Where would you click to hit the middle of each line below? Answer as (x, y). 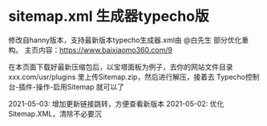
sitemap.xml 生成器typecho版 (109, 16)
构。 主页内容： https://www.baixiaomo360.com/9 (90, 49)
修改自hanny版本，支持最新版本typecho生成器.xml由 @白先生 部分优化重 (129, 40)
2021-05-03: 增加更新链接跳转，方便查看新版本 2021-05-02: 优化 (116, 104)
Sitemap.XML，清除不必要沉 (55, 113)
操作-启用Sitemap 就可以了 (80, 87)
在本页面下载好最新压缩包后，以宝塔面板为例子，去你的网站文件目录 (121, 67)
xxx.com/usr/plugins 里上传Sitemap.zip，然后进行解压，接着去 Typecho (127, 77)
